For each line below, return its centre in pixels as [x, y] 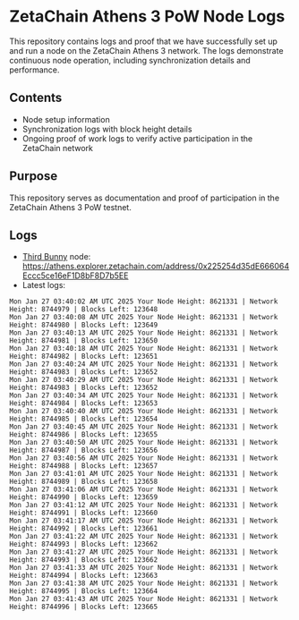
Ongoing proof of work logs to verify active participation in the [137, 138]
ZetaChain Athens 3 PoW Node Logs [147, 17]
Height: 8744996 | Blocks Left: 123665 [84, 607]
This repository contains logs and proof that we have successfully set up [143, 41]
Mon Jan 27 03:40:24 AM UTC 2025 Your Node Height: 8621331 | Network [144, 364]
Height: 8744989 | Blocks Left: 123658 [84, 482]
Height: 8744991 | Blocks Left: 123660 [84, 513]
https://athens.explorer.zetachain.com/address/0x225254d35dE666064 [155, 267]
